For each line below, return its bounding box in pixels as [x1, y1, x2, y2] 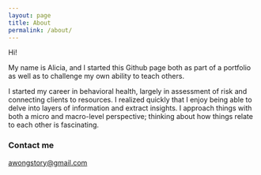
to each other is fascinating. [8, 120, 100, 130]
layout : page [8, 11, 51, 20]
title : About [8, 19, 51, 27]
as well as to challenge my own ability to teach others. [8, 72, 184, 81]
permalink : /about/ [8, 26, 73, 34]
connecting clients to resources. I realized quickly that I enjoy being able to [8, 95, 252, 105]
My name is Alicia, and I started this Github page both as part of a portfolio [8, 63, 252, 73]
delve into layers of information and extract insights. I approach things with [8, 103, 252, 113]
